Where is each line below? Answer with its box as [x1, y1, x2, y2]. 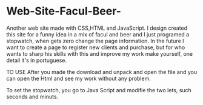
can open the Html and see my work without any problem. [6, 75, 151, 82]
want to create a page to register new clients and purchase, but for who [6, 44, 185, 51]
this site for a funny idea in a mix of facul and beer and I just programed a [6, 30, 190, 38]
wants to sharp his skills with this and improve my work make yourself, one [6, 50, 193, 57]
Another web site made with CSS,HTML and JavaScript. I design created [6, 24, 188, 32]
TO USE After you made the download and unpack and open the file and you [6, 68, 198, 75]
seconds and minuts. [6, 93, 59, 100]
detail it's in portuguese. [6, 56, 67, 64]
